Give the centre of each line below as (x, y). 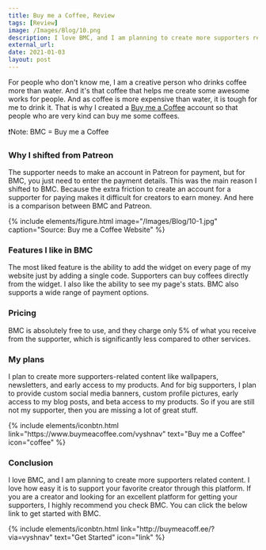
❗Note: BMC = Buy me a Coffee (59, 131)
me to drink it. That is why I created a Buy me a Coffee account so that (123, 107)
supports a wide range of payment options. (78, 293)
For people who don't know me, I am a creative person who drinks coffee (127, 82)
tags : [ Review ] (33, 23)
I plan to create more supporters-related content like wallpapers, (114, 377)
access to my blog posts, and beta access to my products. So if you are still (131, 402)
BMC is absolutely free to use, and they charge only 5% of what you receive (132, 330)
